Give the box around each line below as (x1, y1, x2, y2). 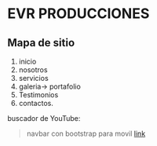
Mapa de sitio (7, 36, 75, 49)
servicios (18, 74, 49, 82)
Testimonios (18, 90, 59, 99)
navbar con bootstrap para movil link (26, 129, 146, 138)
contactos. (18, 99, 54, 108)
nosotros (18, 65, 48, 75)
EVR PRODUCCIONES (7, 5, 150, 23)
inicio (18, 57, 37, 66)
